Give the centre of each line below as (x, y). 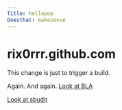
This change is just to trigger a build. (59, 73)
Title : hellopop (30, 13)
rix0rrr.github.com (62, 54)
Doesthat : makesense (37, 20)
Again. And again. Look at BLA (50, 86)
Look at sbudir (27, 100)
